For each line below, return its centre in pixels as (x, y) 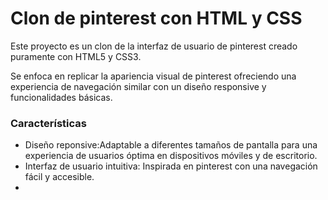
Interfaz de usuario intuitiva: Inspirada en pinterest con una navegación (171, 166)
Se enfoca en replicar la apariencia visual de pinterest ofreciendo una (153, 76)
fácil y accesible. (59, 177)
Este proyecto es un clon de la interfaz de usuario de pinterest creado (154, 46)
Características (48, 123)
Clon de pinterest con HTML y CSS (156, 18)
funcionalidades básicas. (61, 97)
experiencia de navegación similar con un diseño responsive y (138, 86)
